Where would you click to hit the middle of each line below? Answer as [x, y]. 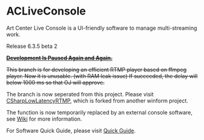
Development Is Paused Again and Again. [59, 58]
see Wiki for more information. [44, 119]
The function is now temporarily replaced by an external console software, [100, 112]
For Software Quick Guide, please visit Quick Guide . [71, 130]
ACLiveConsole [46, 11]
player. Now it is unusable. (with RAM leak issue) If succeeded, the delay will [102, 76]
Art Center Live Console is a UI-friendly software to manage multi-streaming [102, 28]
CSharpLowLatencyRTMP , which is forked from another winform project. [97, 101]
